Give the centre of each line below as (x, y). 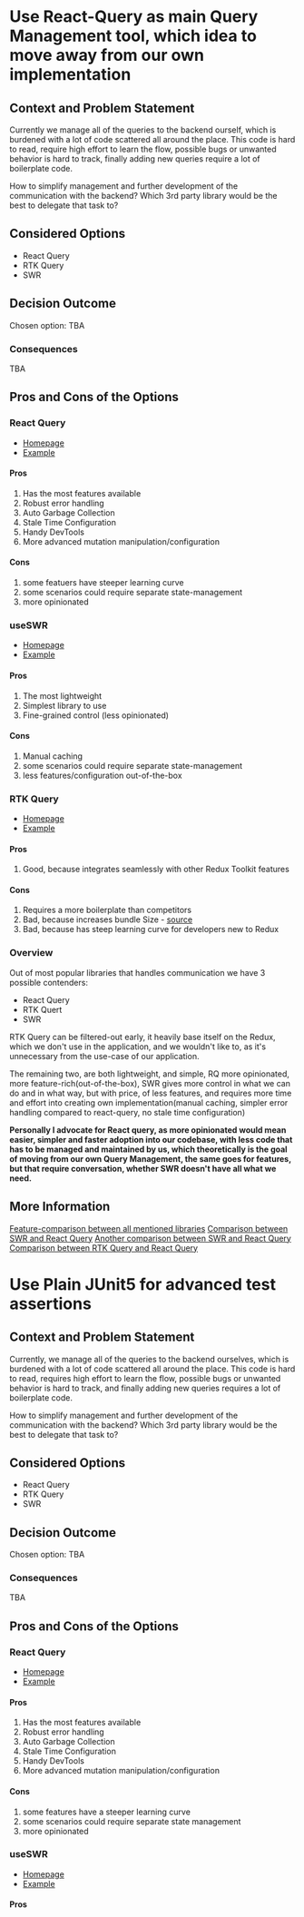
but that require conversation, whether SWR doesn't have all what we (143, 1168)
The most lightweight (62, 695)
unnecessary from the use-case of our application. (104, 1056)
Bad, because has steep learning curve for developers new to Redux (151, 929)
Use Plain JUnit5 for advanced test (143, 1284)
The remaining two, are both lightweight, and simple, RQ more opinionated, (150, 1074)
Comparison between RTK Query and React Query (103, 1248)
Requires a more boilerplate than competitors (107, 910)
